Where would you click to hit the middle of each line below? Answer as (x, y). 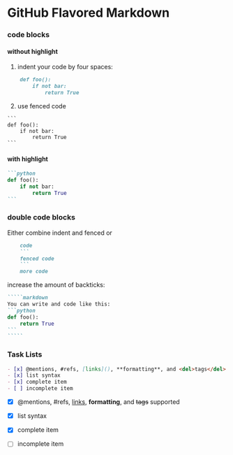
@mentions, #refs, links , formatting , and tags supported (98, 402)
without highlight (32, 51)
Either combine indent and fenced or (60, 233)
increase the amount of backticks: (56, 285)
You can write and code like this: (59, 304)
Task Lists (25, 354)
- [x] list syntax (34, 375)
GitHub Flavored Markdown (88, 13)
